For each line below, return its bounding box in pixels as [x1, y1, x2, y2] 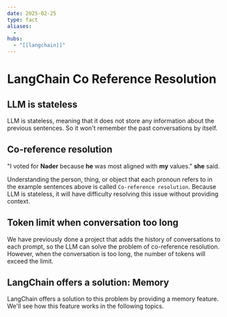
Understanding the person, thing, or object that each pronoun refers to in [7, 175, 213, 183]
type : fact [7, 16, 38, 23]
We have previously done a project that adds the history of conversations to [7, 235, 221, 243]
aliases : [7, 23, 32, 29]
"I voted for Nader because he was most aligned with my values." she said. [7, 162, 220, 170]
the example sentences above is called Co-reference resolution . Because [7, 182, 217, 190]
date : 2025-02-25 [7, 10, 57, 17]
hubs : [7, 36, 23, 42]
